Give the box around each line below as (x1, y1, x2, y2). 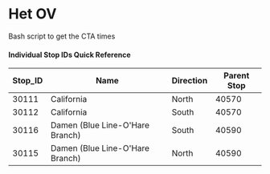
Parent (223, 70, 250, 81)
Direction (171, 75, 208, 87)
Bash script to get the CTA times (8, 31, 116, 41)
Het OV (8, 5, 57, 23)
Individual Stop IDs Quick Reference (8, 50, 131, 59)
